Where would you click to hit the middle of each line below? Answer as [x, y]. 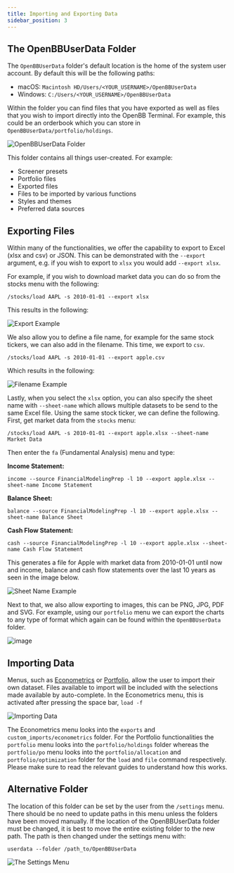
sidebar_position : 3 [38, 20]
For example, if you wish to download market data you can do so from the [114, 277]
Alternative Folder [48, 789]
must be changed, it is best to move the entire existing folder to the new [111, 829]
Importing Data [41, 663]
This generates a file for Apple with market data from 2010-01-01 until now [115, 563]
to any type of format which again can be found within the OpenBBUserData [114, 620]
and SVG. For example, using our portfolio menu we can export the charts [116, 613]
